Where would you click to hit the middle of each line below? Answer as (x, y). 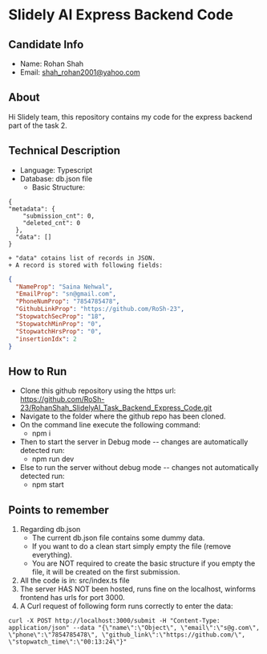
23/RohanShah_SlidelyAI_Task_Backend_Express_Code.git (116, 408)
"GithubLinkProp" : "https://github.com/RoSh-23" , (100, 309)
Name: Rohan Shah (52, 63)
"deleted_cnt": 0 (52, 223)
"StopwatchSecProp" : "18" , (61, 317)
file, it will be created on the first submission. (106, 572)
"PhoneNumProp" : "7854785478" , (68, 302)
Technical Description (65, 151)
